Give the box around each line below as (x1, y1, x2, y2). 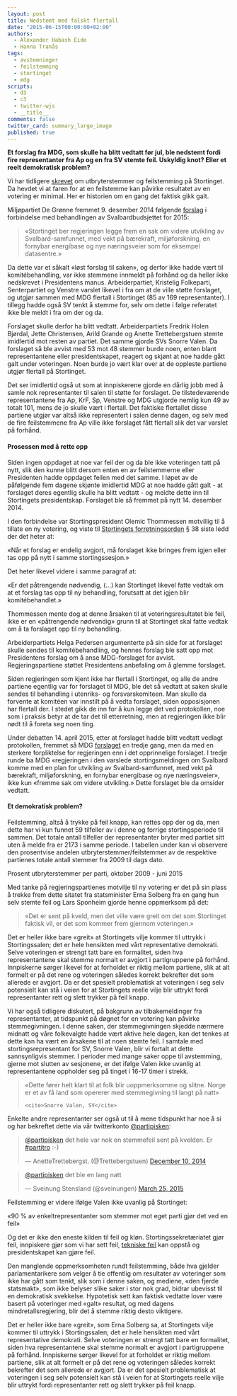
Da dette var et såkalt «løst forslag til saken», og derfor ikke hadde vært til (7, 263, 224, 272)
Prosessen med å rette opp (7, 442, 88, 450)
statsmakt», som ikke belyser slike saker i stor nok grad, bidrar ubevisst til (7, 1284, 223, 1293)
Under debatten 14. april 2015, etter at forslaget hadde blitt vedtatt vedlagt (7, 733, 224, 742)
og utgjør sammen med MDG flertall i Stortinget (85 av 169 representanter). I (7, 293, 230, 302)
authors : (7, 30, 33, 38)
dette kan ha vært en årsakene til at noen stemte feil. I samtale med (7, 1036, 204, 1045)
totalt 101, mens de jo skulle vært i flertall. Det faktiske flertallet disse (7, 404, 207, 412)
